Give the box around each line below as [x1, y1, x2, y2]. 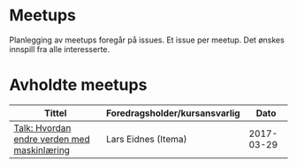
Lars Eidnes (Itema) [105, 133, 187, 145]
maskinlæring [13, 143, 71, 156]
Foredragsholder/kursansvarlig [105, 107, 240, 119]
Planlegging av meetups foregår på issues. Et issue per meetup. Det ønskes [9, 34, 285, 45]
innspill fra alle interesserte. [9, 43, 110, 54]
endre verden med [13, 133, 90, 145]
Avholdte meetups [9, 75, 148, 95]
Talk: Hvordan [13, 121, 72, 134]
